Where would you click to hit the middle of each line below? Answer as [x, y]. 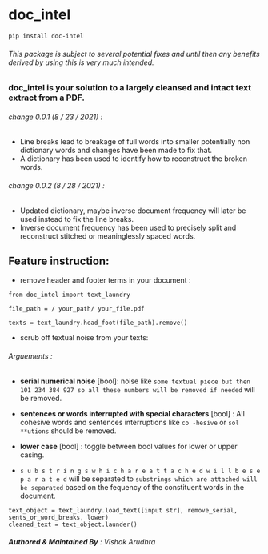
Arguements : [31, 356]
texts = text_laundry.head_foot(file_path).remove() [98, 323]
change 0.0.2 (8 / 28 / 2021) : [57, 185]
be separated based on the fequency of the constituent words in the [132, 487]
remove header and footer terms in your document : [105, 280]
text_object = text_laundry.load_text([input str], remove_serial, [123, 510]
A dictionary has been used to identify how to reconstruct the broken [134, 159]
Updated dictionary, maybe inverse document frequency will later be [133, 211]
